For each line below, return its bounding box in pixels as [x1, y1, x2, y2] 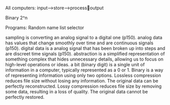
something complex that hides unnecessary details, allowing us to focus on [5, 56, 163, 62]
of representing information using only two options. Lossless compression [5, 72, 161, 78]
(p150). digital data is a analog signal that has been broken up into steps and [5, 45, 165, 51]
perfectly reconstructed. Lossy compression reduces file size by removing [5, 83, 162, 89]
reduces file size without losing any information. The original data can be [5, 78, 158, 84]
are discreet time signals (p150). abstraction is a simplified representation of [5, 51, 165, 57]
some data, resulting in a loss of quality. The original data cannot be [5, 89, 148, 94]
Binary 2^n [5, 15, 28, 20]
